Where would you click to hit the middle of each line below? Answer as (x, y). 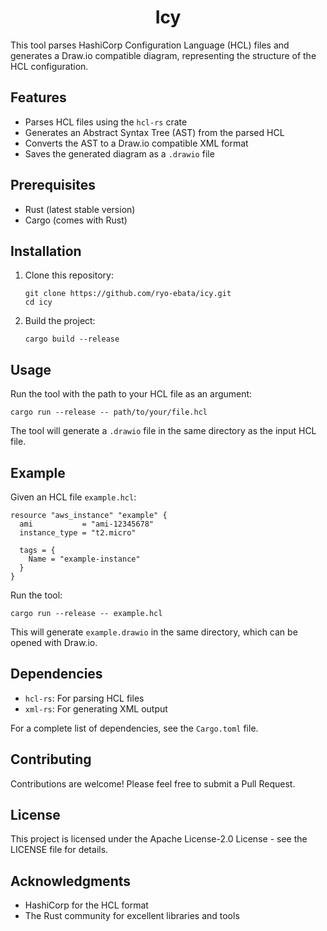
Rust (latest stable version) (80, 209)
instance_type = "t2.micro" (78, 533)
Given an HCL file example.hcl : (73, 497)
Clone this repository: (69, 275)
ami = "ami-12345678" (87, 524)
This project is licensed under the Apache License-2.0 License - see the (159, 839)
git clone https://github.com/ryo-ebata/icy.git (128, 294)
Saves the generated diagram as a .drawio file (119, 153)
